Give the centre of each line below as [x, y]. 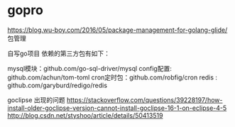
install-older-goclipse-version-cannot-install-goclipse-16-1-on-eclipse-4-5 [117, 108]
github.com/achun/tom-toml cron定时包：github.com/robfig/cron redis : [113, 77]
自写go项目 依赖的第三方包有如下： [59, 53]
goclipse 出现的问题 [36, 100]
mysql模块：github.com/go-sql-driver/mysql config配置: [89, 68]
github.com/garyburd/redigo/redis [58, 85]
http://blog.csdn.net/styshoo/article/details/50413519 [85, 115]
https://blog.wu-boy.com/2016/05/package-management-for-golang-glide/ [117, 30]
